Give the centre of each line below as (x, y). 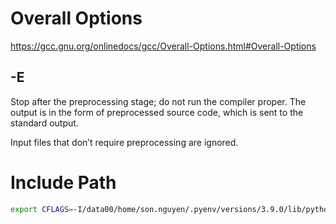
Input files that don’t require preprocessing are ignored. (124, 142)
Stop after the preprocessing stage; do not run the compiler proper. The (158, 101)
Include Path (63, 182)
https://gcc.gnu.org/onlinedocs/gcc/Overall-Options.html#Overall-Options (163, 46)
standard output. (44, 123)
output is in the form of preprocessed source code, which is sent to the (157, 112)
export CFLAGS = (42, 209)
